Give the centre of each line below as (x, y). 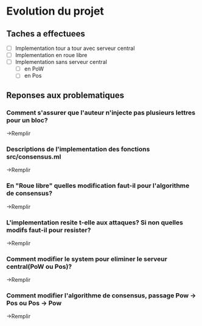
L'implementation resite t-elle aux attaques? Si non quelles (95, 222)
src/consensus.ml (34, 156)
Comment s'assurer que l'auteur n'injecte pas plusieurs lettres (101, 113)
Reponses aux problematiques (65, 95)
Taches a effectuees (46, 34)
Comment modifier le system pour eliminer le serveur (87, 258)
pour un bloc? (27, 120)
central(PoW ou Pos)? (39, 266)
